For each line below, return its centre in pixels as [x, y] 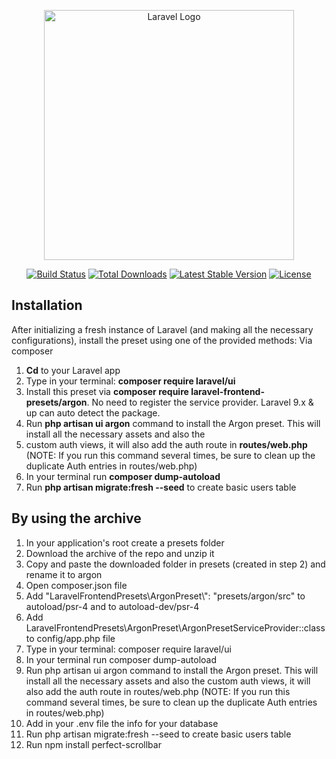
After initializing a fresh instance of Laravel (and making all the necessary [162, 329]
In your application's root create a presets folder [125, 542]
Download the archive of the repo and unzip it [120, 553]
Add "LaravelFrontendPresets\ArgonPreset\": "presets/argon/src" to [165, 596]
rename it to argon [64, 574]
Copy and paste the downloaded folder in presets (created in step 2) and [175, 564]
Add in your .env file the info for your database [122, 723]
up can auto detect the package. [93, 412]
